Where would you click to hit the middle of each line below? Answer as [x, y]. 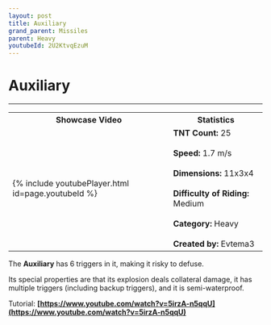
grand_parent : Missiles [48, 31]
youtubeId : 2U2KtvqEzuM [48, 46]
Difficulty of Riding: [211, 194]
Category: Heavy [206, 224]
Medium [188, 204]
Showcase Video [89, 120]
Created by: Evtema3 [214, 244]
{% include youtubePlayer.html [71, 184]
